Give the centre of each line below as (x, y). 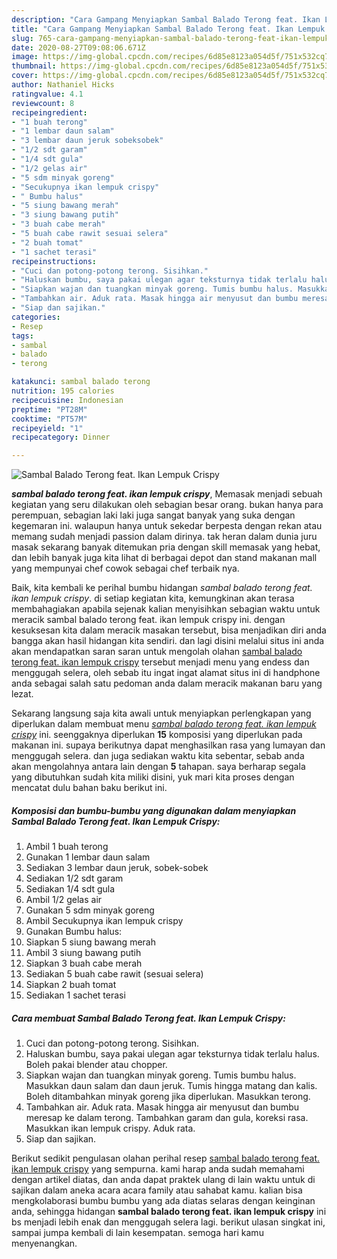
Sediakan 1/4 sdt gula (70, 889)
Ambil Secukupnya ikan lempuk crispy (104, 921)
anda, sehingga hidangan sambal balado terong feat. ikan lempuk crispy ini (169, 1212)
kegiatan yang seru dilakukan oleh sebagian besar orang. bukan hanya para (167, 505)
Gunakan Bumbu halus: (74, 932)
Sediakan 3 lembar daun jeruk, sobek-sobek (117, 868)
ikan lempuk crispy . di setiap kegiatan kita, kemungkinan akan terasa (153, 598)
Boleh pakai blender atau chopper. (96, 1065)
